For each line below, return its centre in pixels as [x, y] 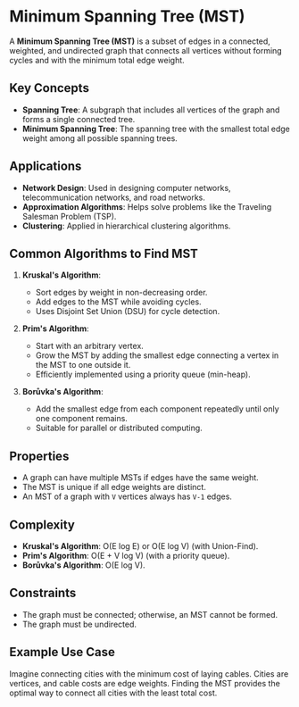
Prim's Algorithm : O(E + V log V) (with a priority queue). [126, 556]
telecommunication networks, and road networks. [113, 197]
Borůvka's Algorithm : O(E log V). [83, 565]
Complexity [42, 524]
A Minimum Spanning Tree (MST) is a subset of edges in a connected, [140, 41]
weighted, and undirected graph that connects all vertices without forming [146, 50]
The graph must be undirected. [79, 624]
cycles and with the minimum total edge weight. [97, 60]
